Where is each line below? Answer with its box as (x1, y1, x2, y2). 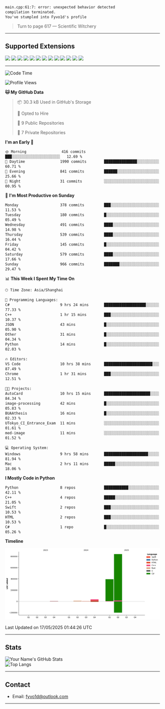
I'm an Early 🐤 (5, 139, 34, 145)
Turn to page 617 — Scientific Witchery (17, 23, 97, 29)
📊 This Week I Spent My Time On (5, 276, 75, 282)
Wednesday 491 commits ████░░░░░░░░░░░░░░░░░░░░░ (5, 222, 160, 227)
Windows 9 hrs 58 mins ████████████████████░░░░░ (5, 451, 160, 457)
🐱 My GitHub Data (5, 89, 44, 95)
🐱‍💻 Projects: (5, 386, 32, 391)
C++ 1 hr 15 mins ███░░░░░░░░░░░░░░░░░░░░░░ (5, 312, 160, 317)
